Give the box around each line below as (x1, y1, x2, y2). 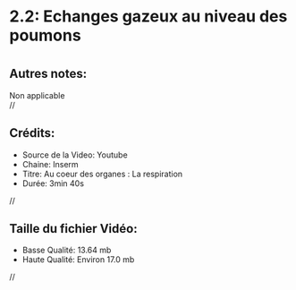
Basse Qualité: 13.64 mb (21, 244, 112, 256)
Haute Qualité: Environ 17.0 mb (21, 254, 135, 265)
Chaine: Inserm (21, 158, 79, 169)
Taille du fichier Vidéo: (9, 221, 138, 236)
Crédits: (9, 125, 55, 141)
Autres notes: (9, 66, 88, 81)
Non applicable (9, 90, 65, 100)
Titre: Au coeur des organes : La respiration (21, 168, 183, 179)
